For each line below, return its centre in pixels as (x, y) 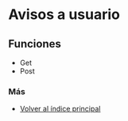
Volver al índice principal (60, 109)
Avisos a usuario (64, 15)
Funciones (35, 44)
